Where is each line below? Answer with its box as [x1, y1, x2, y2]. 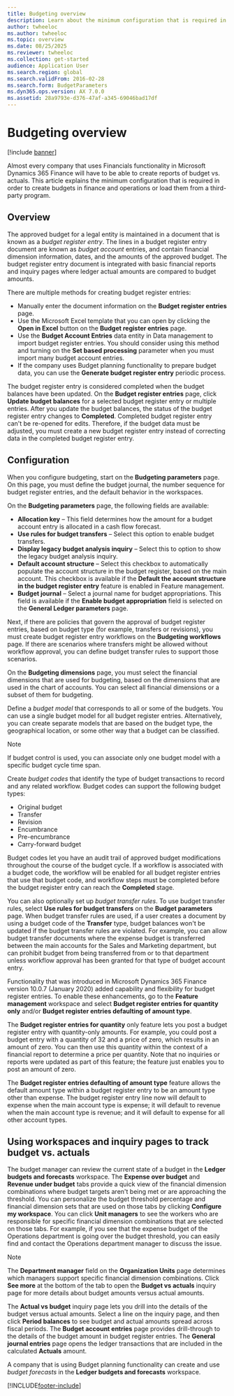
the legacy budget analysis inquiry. [17, 552, 119, 560]
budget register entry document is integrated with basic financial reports [7, 259, 217, 268]
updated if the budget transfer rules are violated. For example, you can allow [7, 926, 228, 935]
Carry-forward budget [17, 840, 82, 848]
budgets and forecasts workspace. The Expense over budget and [7, 1172, 200, 1181]
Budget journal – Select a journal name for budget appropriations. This [17, 589, 221, 598]
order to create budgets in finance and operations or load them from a [7, 183, 210, 192]
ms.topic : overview [7, 36, 64, 43]
